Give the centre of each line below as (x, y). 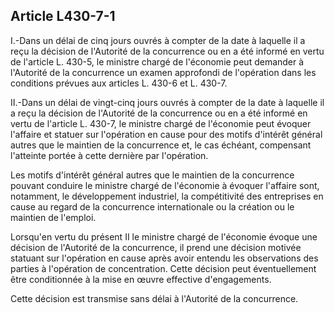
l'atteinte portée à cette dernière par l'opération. (109, 155)
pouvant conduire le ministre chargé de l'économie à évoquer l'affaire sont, (165, 185)
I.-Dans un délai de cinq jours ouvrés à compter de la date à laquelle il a (158, 40)
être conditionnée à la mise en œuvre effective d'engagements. (141, 279)
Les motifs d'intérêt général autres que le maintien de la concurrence (152, 175)
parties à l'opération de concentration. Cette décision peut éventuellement (163, 268)
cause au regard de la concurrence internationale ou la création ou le (152, 206)
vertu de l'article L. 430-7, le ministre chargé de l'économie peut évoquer (161, 123)
